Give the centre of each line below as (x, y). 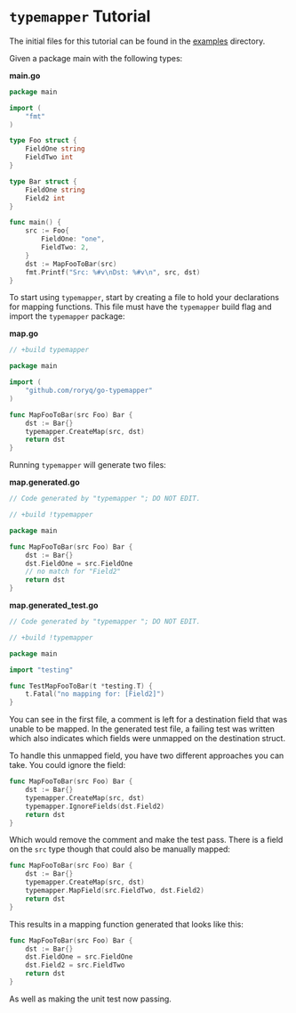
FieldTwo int (49, 158)
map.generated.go (44, 482)
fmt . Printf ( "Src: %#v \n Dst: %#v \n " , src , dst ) (113, 272)
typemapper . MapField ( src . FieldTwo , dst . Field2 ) (115, 891)
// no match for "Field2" (73, 572)
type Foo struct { (43, 141)
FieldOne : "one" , (73, 239)
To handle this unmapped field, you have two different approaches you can (147, 756)
